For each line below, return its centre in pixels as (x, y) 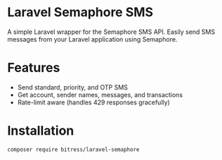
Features (34, 68)
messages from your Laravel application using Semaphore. (92, 39)
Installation (41, 131)
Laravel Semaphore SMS (80, 12)
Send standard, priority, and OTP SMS (73, 87)
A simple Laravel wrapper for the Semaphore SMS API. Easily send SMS (111, 32)
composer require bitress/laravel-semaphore (73, 149)
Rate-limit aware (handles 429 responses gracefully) (93, 102)
